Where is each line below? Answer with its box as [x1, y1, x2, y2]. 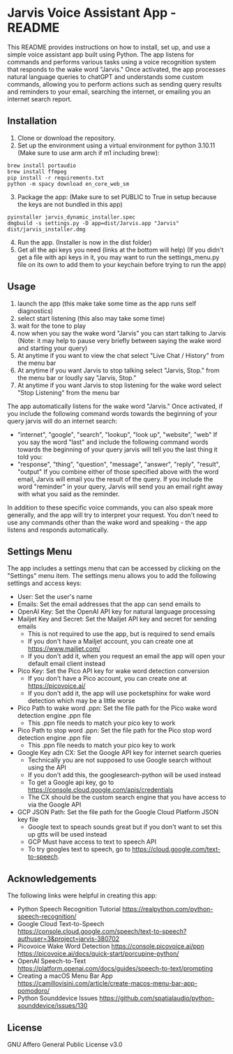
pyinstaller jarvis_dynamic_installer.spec [7, 213, 136, 221]
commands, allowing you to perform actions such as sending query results [7, 80, 222, 88]
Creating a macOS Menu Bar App [17, 972, 113, 980]
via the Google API [27, 800, 82, 809]
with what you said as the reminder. [17, 489, 120, 498]
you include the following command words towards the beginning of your [7, 409, 218, 417]
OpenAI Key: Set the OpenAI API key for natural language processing [17, 607, 216, 616]
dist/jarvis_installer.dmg [7, 226, 86, 233]
